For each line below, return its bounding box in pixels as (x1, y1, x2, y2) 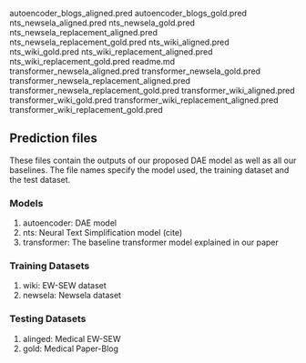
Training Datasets (9, 259, 90, 272)
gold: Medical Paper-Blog (22, 343, 119, 354)
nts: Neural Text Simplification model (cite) (22, 227, 183, 238)
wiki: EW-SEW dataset (22, 280, 107, 291)
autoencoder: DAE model (22, 217, 117, 228)
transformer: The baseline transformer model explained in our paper (22, 237, 280, 248)
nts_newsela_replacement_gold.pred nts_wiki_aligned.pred (9, 36, 229, 47)
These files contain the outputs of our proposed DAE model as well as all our (9, 155, 297, 166)
